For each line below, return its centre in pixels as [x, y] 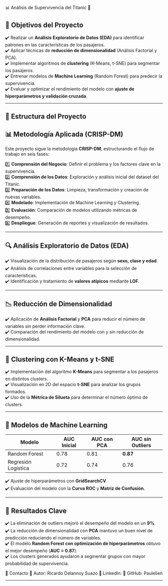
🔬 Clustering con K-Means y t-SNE [60, 359]
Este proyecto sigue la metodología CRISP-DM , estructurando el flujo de [80, 149]
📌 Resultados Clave [36, 511]
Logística [18, 468]
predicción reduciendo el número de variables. [53, 538]
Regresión [19, 462]
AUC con [102, 439]
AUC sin [141, 439]
